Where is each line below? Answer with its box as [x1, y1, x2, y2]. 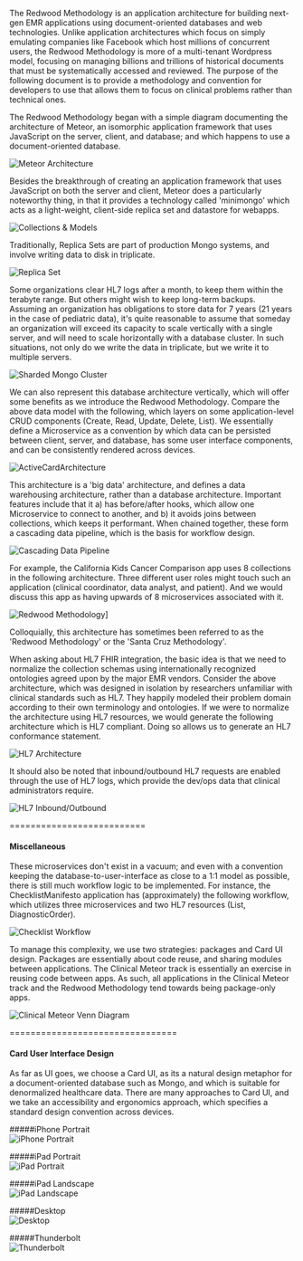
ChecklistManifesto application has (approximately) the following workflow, [9, 890, 289, 901]
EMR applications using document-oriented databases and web [25, 17, 262, 28]
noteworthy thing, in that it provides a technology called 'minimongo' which [9, 195, 290, 205]
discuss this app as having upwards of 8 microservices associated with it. [9, 592, 284, 602]
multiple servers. [9, 352, 72, 362]
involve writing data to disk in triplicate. [9, 249, 156, 260]
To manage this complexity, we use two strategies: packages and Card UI [9, 944, 283, 955]
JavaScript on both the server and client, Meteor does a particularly [9, 186, 262, 196]
